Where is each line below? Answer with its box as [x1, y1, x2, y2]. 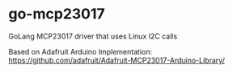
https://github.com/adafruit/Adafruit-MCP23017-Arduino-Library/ [8, 55, 225, 65]
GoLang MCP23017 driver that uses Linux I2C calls [8, 31, 178, 41]
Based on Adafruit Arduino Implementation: [8, 47, 152, 56]
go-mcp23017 [8, 5, 105, 23]
